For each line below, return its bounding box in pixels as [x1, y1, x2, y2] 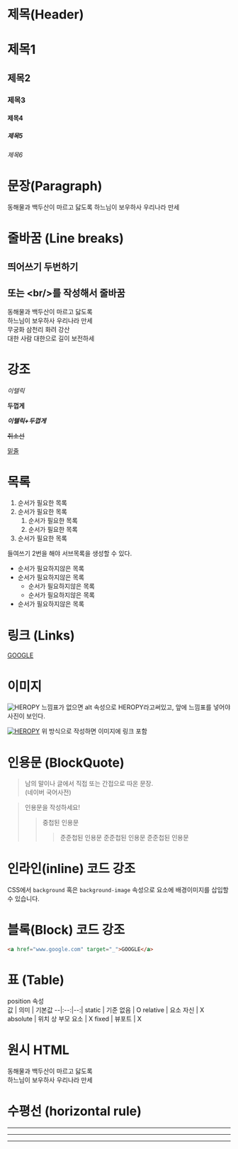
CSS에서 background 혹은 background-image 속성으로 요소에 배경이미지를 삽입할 [7, 886, 229, 894]
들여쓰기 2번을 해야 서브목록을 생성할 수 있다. [7, 549, 132, 557]
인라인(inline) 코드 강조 [7, 861, 136, 877]
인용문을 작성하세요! [24, 803, 80, 812]
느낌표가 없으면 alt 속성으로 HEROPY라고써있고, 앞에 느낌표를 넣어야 [41, 703, 231, 711]
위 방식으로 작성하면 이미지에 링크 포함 [41, 727, 147, 736]
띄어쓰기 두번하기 [7, 260, 79, 273]
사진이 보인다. [7, 712, 46, 721]
